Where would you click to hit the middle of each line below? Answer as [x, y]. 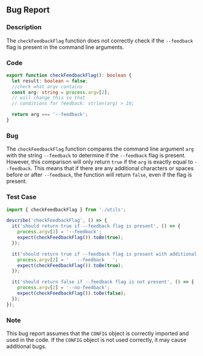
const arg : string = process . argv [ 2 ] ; [61, 92]
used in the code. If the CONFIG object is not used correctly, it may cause [96, 340]
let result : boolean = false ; [50, 81]
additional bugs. [26, 346]
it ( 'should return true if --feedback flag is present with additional [105, 254]
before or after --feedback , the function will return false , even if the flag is [99, 175]
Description [24, 27]
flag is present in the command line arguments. [65, 47]
